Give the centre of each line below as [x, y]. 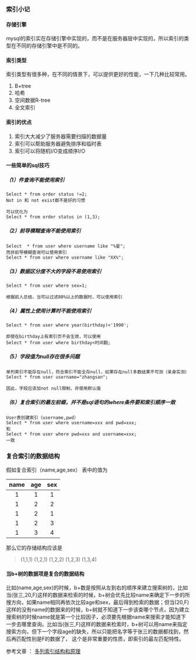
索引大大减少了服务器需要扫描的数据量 [60, 136]
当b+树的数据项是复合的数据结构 [45, 573]
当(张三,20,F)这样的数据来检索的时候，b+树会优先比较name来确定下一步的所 [98, 595]
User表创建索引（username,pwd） [42, 417]
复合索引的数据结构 [33, 456]
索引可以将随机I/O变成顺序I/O [50, 151]
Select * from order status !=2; [47, 194]
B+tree [23, 86]
